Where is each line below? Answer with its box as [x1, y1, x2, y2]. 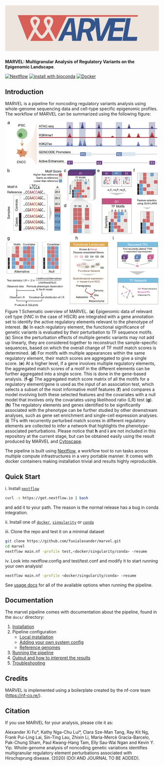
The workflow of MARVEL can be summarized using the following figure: [5, 111, 151, 117]
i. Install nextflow [5, 486, 40, 492]
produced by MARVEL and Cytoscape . [5, 438, 82, 445]
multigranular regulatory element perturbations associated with [5, 750, 132, 756]
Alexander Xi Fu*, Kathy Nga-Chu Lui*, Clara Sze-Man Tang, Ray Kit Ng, [5, 729, 149, 735]
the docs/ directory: [5, 614, 45, 620]
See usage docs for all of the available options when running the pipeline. [5, 582, 153, 588]
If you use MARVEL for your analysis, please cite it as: [5, 720, 113, 725]
